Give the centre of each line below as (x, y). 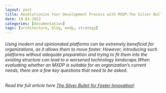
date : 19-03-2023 (23, 19)
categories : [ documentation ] (35, 23)
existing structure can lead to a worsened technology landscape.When (77, 59)
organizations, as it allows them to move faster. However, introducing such (81, 49)
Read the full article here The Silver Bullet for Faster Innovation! (70, 86)
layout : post (19, 10)
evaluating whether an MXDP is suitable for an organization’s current (76, 65)
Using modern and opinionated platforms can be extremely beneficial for (80, 44)
